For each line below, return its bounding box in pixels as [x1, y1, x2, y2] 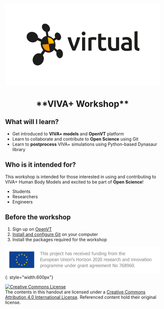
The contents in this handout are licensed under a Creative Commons [5, 289, 146, 295]
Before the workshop [5, 213, 71, 222]
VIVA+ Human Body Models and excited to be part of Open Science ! [5, 179, 144, 185]
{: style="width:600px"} [5, 274, 54, 281]
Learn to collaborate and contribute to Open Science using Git [12, 136, 138, 142]
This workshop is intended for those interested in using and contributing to [5, 174, 156, 180]
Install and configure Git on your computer [12, 231, 98, 237]
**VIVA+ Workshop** [36, 99, 129, 109]
